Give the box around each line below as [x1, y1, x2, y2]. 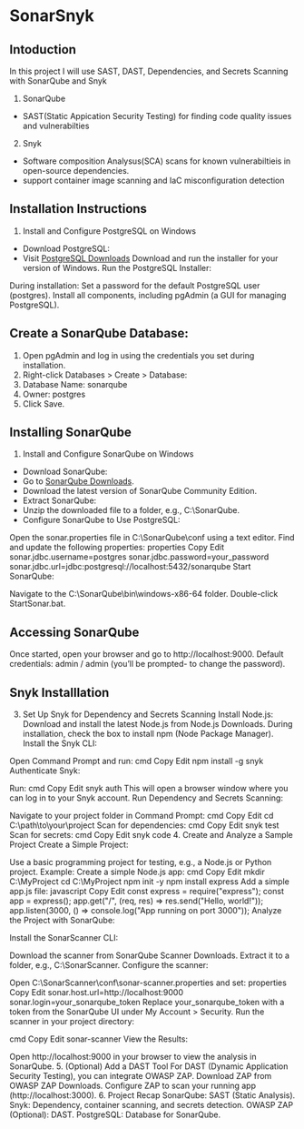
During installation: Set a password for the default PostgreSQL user [9, 279, 260, 291]
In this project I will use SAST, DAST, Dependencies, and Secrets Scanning [9, 66, 289, 76]
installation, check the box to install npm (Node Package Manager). [22, 729, 274, 740]
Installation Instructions [9, 201, 148, 217]
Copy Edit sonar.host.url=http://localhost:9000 [9, 987, 184, 998]
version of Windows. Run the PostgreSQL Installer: [22, 262, 211, 273]
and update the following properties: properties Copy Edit [9, 542, 225, 553]
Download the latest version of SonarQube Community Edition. [22, 486, 257, 497]
